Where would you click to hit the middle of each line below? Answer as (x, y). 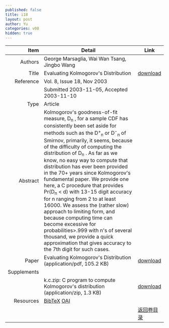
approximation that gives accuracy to (88, 243)
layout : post (19, 19)
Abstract (29, 181)
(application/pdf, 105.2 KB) (76, 264)
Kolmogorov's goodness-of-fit (80, 112)
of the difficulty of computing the (82, 146)
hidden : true (19, 33)
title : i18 (17, 15)
